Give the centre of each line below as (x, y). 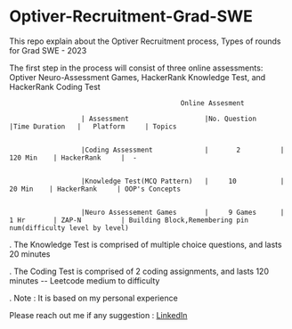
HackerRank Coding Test (55, 86)
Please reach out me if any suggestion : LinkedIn (98, 315)
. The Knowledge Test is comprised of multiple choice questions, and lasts (146, 244)
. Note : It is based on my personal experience (93, 298)
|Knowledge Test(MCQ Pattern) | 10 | (182, 181)
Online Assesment (212, 103)
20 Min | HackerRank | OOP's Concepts (95, 189)
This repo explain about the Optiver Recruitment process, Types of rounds (146, 41)
